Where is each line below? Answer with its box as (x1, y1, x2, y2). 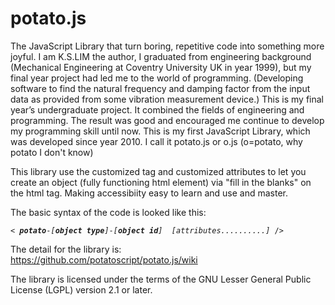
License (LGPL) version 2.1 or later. (10, 283, 153, 296)
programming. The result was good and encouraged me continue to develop (10, 114, 325, 126)
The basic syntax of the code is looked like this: (10, 206, 207, 218)
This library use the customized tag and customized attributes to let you (10, 165, 307, 177)
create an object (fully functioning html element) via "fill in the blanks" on (10, 176, 312, 188)
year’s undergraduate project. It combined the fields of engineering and (10, 103, 305, 116)
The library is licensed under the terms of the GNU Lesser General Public (10, 273, 312, 285)
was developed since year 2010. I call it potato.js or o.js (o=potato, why (10, 135, 303, 147)
